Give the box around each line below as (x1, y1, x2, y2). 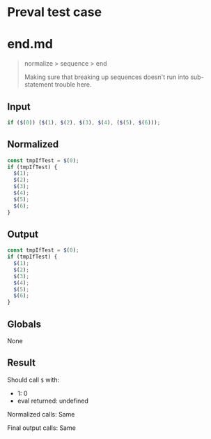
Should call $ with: (7, 375, 60, 384)
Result (7, 357, 36, 369)
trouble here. (54, 80, 92, 89)
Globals (7, 318, 42, 330)
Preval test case (7, 4, 102, 20)
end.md (7, 36, 54, 52)
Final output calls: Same (7, 424, 77, 432)
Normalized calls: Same (7, 410, 75, 418)
